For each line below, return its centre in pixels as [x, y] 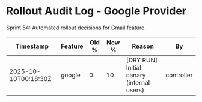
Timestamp [32, 46]
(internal [138, 82]
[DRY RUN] [142, 60]
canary [136, 75]
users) [135, 90]
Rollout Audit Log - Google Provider [96, 11]
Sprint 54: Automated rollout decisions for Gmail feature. [76, 28]
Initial [133, 67]
